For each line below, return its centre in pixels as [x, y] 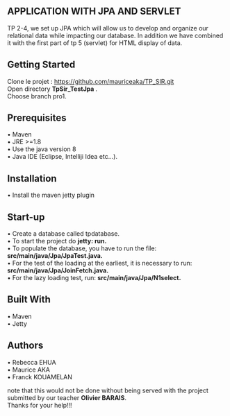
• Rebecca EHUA [32, 362]
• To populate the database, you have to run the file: [82, 248]
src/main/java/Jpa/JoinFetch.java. [58, 270]
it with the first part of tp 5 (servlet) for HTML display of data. [95, 43]
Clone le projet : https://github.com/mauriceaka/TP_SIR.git [91, 81]
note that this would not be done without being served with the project [108, 390]
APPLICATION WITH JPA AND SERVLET [94, 11]
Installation [32, 179]
